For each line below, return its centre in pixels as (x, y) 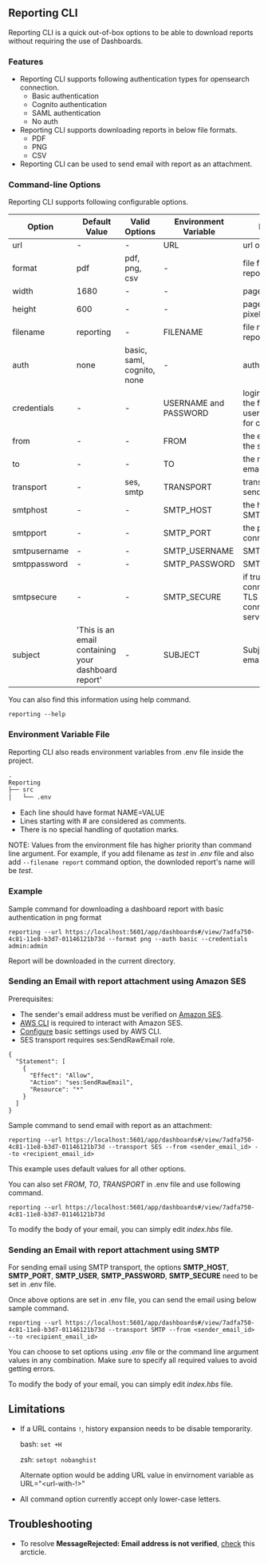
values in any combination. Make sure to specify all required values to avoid (133, 1360)
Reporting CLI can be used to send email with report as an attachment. (136, 164)
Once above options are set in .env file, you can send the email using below (132, 1300)
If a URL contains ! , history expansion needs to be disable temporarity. (136, 1428)
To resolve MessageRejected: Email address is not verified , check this (137, 1543)
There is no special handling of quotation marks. (99, 830)
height (24, 309)
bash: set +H (41, 1444)
